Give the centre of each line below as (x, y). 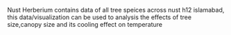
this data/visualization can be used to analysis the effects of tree (100, 17)
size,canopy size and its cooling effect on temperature (85, 24)
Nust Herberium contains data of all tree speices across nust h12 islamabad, (116, 10)
